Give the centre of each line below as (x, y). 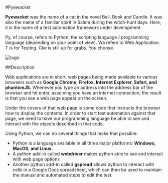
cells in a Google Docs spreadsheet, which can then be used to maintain (87, 170)
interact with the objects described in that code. (55, 124)
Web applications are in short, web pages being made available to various (81, 77)
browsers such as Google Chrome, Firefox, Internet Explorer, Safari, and (81, 82)
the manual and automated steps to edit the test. (62, 175)
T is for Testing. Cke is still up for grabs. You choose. (60, 48)
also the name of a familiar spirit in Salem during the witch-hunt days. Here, (83, 22)
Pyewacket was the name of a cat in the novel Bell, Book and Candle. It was (84, 17)
